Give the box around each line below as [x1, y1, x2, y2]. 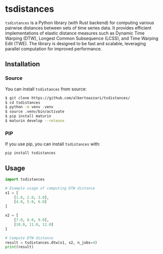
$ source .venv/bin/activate [5, 109, 65, 114]
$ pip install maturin [5, 114, 51, 119]
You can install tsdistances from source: [5, 86, 87, 92]
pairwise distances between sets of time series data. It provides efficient [5, 25, 152, 30]
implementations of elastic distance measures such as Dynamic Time [5, 30, 145, 36]
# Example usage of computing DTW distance [5, 186, 95, 191]
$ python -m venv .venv [5, 105, 54, 110]
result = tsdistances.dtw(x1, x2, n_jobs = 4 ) [5, 240, 97, 245]
